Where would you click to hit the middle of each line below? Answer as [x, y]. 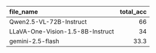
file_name [24, 12]
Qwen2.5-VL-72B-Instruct [48, 22]
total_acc [133, 12]
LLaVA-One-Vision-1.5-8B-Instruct [62, 31]
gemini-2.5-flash [34, 41]
